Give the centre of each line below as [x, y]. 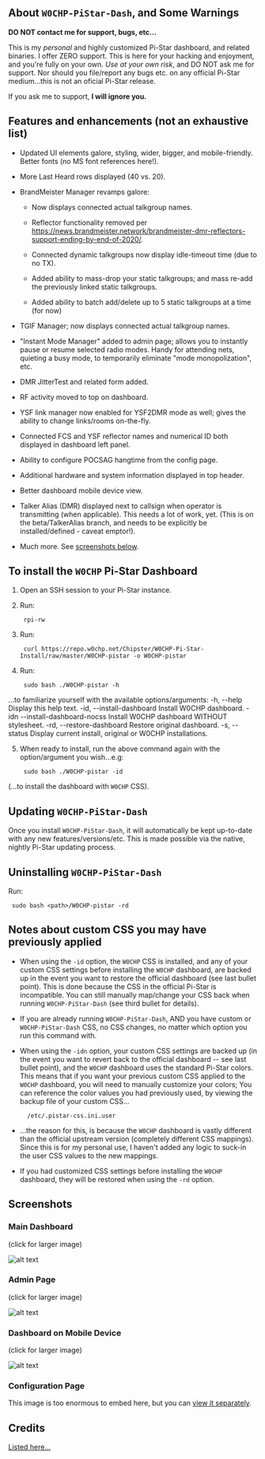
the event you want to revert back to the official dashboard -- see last [133, 1059]
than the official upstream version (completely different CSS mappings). [136, 1139]
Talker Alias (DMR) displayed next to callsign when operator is [121, 506]
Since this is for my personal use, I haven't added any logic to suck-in [133, 1147]
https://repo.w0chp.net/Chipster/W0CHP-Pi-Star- [123, 649]
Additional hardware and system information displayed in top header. [132, 475]
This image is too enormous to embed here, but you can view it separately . [130, 1403]
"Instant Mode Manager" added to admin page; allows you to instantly [134, 341]
